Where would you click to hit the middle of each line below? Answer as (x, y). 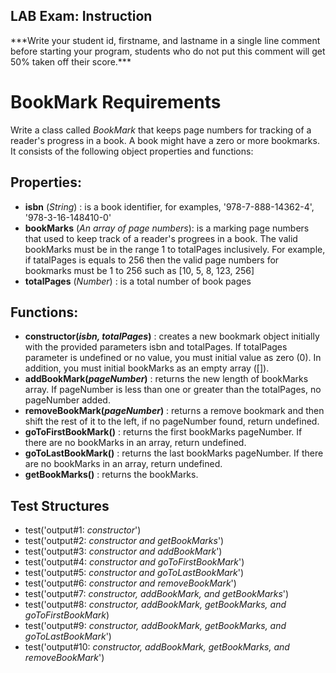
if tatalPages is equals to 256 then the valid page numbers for (152, 260)
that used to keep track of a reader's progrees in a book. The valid (161, 238)
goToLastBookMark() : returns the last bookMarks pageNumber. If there (174, 453)
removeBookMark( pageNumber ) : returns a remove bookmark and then (174, 411)
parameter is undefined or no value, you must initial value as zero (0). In (173, 358)
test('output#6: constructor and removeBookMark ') (130, 583)
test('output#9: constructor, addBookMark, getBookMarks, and (155, 626)
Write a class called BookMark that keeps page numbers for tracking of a (161, 130)
